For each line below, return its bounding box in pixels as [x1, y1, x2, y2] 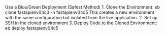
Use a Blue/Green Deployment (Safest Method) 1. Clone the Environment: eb [5, 4, 160, 10]
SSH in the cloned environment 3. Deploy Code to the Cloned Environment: [5, 20, 158, 26]
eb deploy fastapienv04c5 [5, 25, 59, 31]
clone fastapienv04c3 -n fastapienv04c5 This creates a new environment [5, 9, 154, 15]
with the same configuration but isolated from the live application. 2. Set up [5, 15, 158, 20]
